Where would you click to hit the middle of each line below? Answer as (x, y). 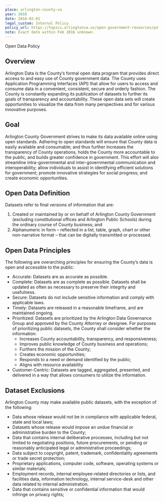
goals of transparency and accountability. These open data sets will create (80, 99)
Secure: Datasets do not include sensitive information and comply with (83, 297)
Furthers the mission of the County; (55, 349)
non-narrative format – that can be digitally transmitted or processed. (82, 235)
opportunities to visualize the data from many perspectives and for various (80, 104)
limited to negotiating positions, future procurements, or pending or (80, 443)
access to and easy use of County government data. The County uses (76, 78)
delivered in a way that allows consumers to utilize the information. (79, 375)
